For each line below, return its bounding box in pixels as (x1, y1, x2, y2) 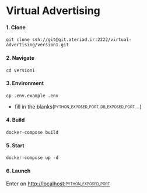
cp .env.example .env (6, 93, 59, 99)
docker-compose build (6, 130, 59, 136)
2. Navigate (6, 54, 35, 61)
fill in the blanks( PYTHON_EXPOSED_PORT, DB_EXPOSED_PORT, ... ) (14, 103, 142, 110)
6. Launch (6, 167, 31, 174)
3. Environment (6, 80, 44, 87)
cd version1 (6, 67, 35, 73)
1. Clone (6, 23, 26, 31)
